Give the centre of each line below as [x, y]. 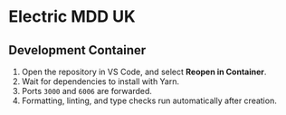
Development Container [77, 50]
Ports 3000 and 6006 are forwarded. [87, 91]
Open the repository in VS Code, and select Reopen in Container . [144, 72]
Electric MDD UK [72, 17]
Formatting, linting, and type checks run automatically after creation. [149, 101]
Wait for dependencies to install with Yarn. [100, 81]
